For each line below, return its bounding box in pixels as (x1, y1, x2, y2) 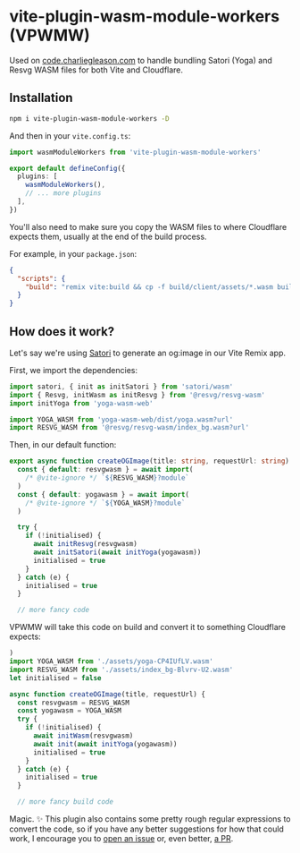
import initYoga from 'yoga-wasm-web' (9, 398, 154, 408)
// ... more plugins (25, 189, 102, 198)
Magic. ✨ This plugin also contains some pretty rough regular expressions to (9, 814, 291, 824)
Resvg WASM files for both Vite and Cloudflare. (9, 64, 184, 75)
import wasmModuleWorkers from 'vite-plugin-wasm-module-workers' (9, 148, 262, 157)
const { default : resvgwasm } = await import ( (17, 465, 194, 474)
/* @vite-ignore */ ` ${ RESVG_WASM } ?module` (25, 473, 190, 482)
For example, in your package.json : (9, 248, 137, 259)
